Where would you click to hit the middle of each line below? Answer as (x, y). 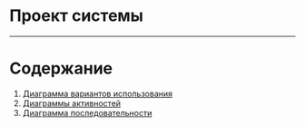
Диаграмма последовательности (87, 112)
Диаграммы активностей (71, 103)
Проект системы (76, 16)
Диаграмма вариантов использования (98, 93)
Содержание (61, 68)
